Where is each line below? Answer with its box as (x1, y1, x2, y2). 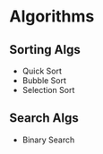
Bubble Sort (21, 75, 67, 86)
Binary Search (21, 134, 75, 145)
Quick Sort (21, 65, 63, 76)
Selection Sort (21, 85, 75, 95)
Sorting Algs (9, 42, 81, 57)
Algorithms (9, 6, 95, 27)
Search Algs (9, 110, 79, 126)
